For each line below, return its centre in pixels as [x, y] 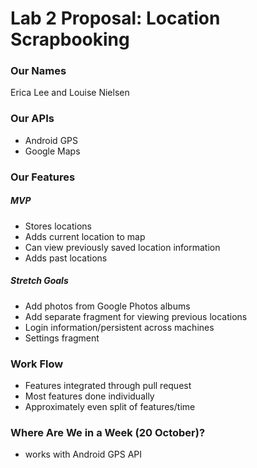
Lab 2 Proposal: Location [115, 18]
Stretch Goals [39, 281]
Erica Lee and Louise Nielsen [70, 93]
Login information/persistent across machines [119, 327]
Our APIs [32, 119]
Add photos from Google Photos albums [107, 306]
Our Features [43, 177]
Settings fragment [62, 338]
